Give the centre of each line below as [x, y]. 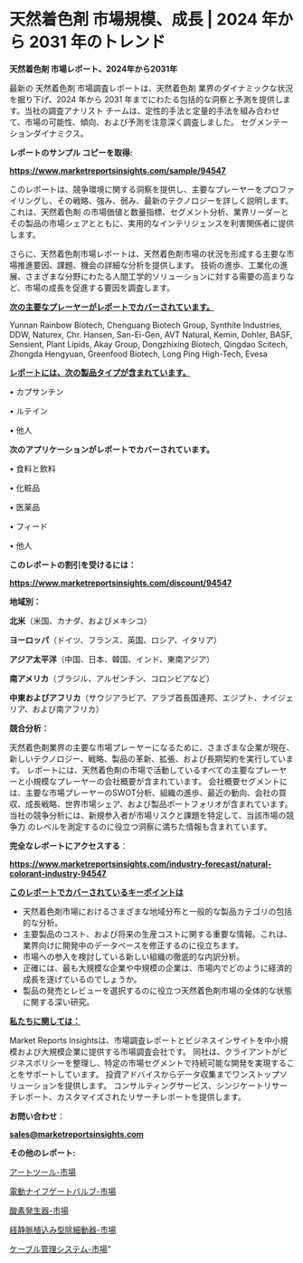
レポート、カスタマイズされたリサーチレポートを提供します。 [131, 1097]
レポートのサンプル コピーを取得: [71, 152]
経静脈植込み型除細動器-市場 [63, 1230]
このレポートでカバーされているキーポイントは [96, 892]
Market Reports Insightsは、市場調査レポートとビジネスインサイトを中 [141, 1040]
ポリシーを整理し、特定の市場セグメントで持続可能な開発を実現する [160, 1063]
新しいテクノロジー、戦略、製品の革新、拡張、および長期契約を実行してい [148, 758]
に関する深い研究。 [58, 1002]
